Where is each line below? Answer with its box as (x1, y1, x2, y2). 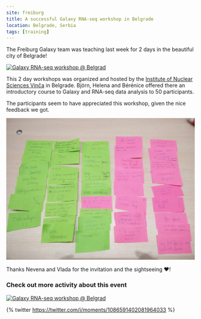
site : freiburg (6, 10, 44, 16)
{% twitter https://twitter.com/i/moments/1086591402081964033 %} (6, 306, 175, 313)
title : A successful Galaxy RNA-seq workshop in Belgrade (6, 16, 154, 22)
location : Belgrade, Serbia (6, 22, 77, 28)
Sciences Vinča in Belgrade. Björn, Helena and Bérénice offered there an (6, 82, 185, 89)
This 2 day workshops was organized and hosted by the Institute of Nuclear (6, 76, 193, 83)
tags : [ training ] (6, 29, 50, 35)
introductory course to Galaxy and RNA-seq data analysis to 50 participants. (6, 88, 194, 95)
